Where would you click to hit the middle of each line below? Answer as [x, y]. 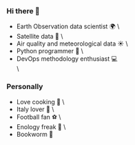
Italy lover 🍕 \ [35, 109]
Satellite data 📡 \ [40, 37]
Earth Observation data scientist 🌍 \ [68, 26]
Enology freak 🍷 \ [41, 126]
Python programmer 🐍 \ [50, 51]
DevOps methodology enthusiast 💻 [67, 59]
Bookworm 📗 [34, 134]
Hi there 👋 [23, 11]
